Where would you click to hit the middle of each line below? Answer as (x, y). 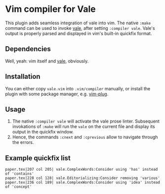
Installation (23, 77)
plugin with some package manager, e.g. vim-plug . (57, 94)
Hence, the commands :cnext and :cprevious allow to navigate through (85, 137)
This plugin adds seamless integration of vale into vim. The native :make (78, 23)
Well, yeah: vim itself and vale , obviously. (47, 61)
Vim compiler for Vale (50, 9)
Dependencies (28, 49)
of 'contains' (20, 174)
